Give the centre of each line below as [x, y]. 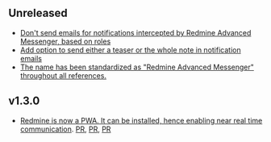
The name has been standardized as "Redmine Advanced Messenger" [137, 67]
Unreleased [38, 13]
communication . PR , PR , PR [65, 129]
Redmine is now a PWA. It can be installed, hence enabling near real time [141, 120]
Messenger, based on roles [65, 41]
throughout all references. [63, 75]
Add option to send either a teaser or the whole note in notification [130, 50]
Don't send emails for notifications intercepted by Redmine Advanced [135, 32]
